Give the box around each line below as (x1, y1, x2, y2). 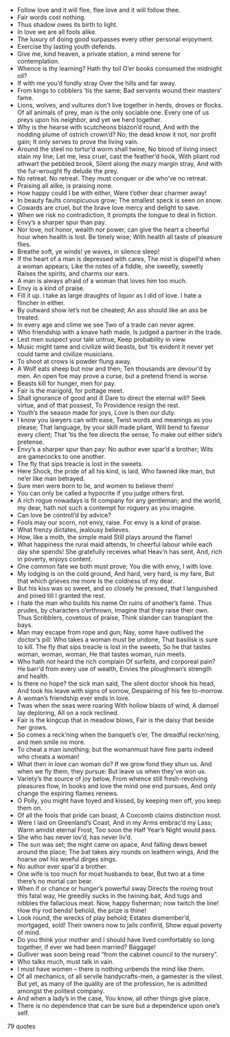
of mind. (16, 928, 41, 936)
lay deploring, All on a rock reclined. (16, 709, 119, 717)
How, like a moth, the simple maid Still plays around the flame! (16, 533, 193, 541)
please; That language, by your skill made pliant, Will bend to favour (16, 423, 209, 431)
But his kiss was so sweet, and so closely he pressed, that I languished (16, 584, 218, 592)
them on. (16, 804, 43, 812)
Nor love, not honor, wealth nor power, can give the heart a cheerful (16, 225, 209, 234)
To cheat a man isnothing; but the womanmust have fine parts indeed (16, 746, 214, 753)
